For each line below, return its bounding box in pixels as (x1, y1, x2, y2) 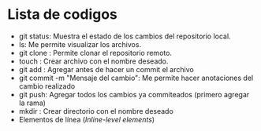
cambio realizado (18, 81, 76, 91)
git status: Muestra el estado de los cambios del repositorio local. (18, 31, 231, 41)
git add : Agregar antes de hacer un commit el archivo (18, 64, 194, 74)
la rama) (18, 98, 47, 107)
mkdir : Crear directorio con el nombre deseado (18, 106, 174, 115)
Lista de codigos (7, 5, 117, 24)
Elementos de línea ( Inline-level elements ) (18, 115, 155, 124)
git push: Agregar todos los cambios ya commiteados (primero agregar (18, 89, 250, 99)
